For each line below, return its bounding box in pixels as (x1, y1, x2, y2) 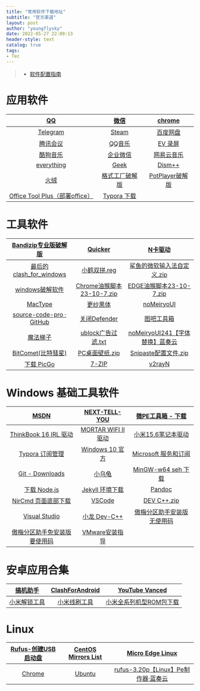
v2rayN (148, 360, 170, 368)
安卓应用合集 (6, 563, 70, 577)
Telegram (37, 128, 64, 136)
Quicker (87, 245, 111, 253)
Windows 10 (81, 446, 117, 454)
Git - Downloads (18, 469, 65, 478)
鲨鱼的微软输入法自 (129, 261, 183, 269)
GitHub (29, 318, 49, 326)
